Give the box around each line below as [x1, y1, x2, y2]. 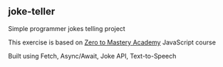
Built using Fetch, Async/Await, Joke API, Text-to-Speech [8, 51, 177, 60]
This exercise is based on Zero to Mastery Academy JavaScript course [8, 38, 217, 47]
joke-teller [8, 6, 56, 18]
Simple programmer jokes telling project [8, 24, 125, 32]
